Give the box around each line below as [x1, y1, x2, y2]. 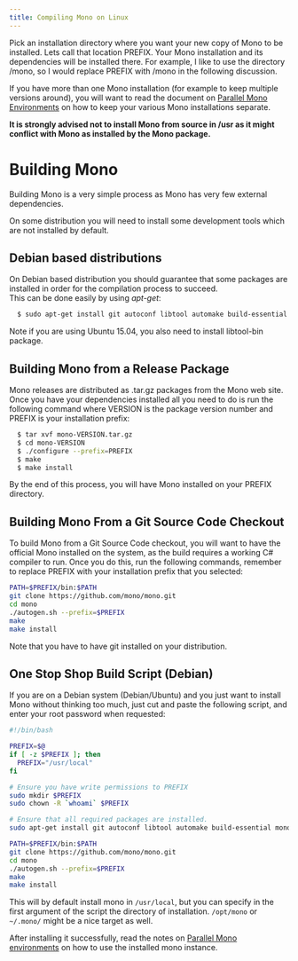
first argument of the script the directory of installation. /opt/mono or [9, 906, 258, 917]
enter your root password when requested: [9, 709, 166, 720]
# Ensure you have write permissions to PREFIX [9, 783, 189, 792]
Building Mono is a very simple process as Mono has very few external [9, 188, 268, 200]
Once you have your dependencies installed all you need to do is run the [9, 394, 274, 405]
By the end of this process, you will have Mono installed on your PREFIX [9, 479, 272, 490]
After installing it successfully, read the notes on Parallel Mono [9, 933, 238, 943]
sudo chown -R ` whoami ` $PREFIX [9, 800, 129, 808]
